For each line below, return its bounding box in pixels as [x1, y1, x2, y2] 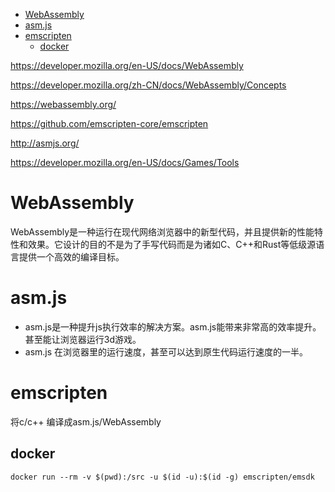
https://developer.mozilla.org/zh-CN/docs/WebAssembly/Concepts [10, 79, 287, 91]
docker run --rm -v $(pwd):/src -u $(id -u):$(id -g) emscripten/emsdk [10, 472, 315, 482]
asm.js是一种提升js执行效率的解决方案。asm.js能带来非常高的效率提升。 [24, 320, 322, 333]
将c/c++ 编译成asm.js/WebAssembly [10, 415, 162, 428]
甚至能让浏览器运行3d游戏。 [24, 333, 142, 345]
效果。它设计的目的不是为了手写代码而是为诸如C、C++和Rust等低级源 [27, 238, 317, 250]
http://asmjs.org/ [10, 137, 80, 149]
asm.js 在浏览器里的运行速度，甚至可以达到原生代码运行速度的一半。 [24, 345, 309, 358]
